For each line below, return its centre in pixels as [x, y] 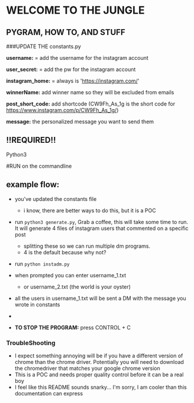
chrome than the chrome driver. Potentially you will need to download [99, 362]
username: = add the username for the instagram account [77, 58]
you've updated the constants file [56, 199]
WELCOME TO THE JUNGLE [75, 10]
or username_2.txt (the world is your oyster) [77, 287]
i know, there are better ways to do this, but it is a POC [90, 210]
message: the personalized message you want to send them [80, 121]
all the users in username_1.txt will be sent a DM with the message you [100, 298]
